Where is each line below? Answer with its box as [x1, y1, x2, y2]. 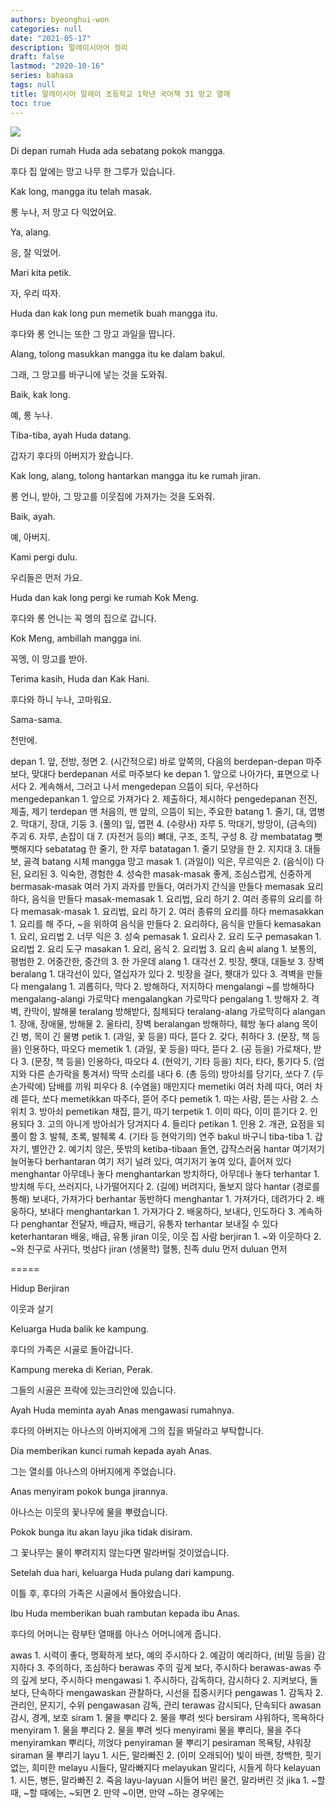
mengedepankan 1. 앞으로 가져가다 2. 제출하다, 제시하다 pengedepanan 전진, [10, 792, 318, 805]
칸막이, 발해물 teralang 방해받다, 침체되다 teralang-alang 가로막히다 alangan [23, 1005, 326, 1017]
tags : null [10, 80, 56, 90]
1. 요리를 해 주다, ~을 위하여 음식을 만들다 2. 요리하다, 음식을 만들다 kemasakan [10, 917, 322, 930]
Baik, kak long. [10, 388, 71, 400]
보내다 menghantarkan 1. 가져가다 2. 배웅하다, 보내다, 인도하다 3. [39, 1205, 297, 1217]
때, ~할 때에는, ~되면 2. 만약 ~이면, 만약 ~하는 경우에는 [10, 1786, 225, 1798]
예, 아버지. [10, 531, 51, 543]
